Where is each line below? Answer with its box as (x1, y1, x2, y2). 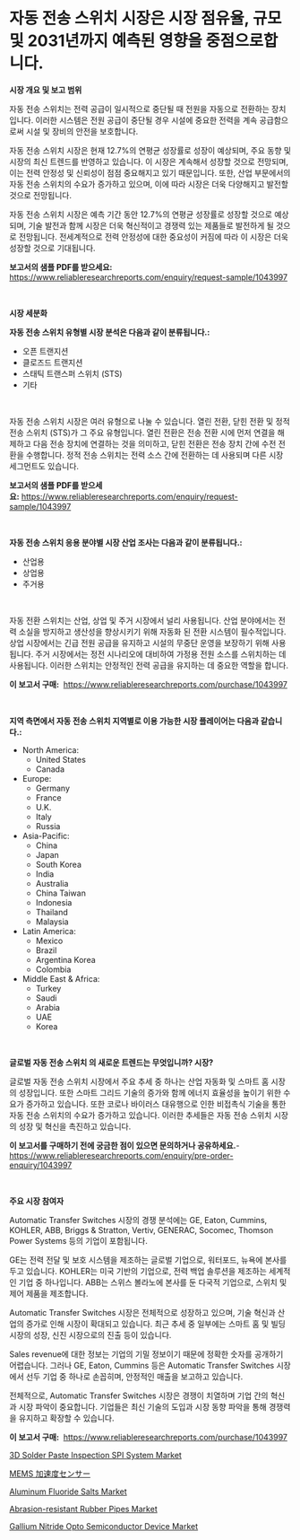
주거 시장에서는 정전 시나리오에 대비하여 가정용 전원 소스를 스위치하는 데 (35, 648, 287, 660)
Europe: (21, 773, 52, 783)
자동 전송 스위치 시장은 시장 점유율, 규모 (9, 8, 282, 29)
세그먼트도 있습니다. (9, 460, 79, 471)
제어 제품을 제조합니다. (9, 1288, 89, 1299)
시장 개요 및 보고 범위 (9, 84, 82, 95)
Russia (35, 820, 61, 831)
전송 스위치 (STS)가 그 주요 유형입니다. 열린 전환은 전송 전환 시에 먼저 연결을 (9, 427, 276, 438)
